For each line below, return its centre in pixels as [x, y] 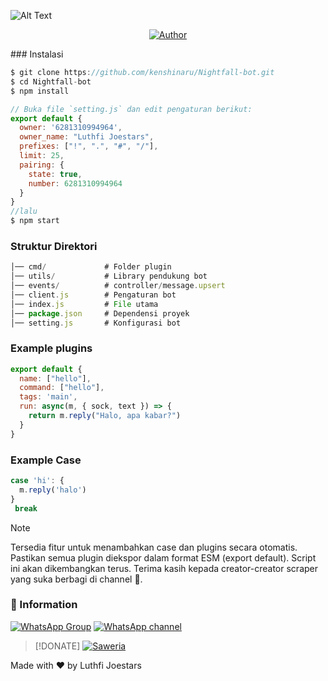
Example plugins [51, 348]
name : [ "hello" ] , [55, 378]
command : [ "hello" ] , [62, 388]
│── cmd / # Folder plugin [91, 267]
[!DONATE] [57, 646]
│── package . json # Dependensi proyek [100, 313]
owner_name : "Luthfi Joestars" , [87, 137]
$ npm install [40, 91]
